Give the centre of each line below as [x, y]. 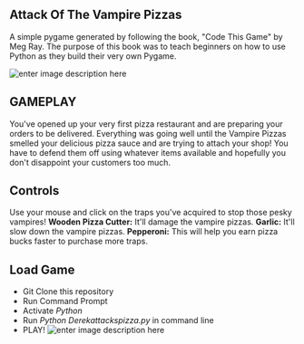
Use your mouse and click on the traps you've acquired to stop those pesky [151, 213]
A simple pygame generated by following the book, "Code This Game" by [146, 36]
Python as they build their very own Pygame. [93, 56]
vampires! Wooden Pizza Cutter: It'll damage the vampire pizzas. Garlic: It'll [152, 222]
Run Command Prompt [65, 301]
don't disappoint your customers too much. [90, 162]
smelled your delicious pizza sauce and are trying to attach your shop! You [149, 143]
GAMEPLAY [43, 102]
